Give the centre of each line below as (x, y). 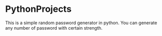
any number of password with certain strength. (54, 28)
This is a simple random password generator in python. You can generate (81, 23)
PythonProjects (38, 9)
